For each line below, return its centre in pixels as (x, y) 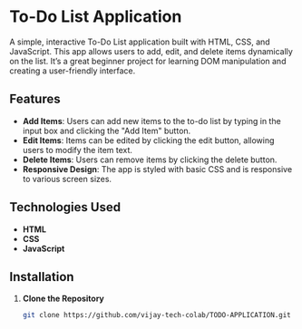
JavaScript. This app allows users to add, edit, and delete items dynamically (151, 51)
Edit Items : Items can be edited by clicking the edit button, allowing (148, 140)
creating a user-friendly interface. (73, 71)
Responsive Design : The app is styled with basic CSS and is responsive (157, 169)
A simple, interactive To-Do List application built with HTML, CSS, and (140, 42)
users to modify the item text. (78, 150)
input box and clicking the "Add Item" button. (107, 131)
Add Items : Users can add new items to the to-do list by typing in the (151, 121)
